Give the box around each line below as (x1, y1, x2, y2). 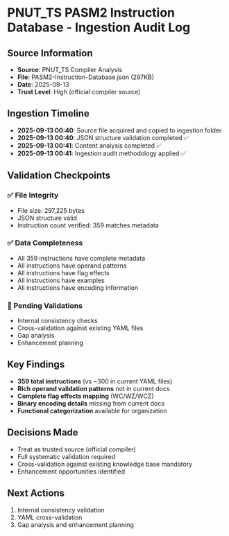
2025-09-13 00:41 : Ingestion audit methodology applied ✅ (17, 149, 187, 157)
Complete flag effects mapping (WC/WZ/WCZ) (17, 392, 154, 400)
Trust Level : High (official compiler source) (17, 88, 141, 96)
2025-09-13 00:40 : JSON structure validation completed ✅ (17, 133, 189, 141)
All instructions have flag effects (17, 268, 110, 277)
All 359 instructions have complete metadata (17, 254, 146, 262)
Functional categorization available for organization (17, 406, 167, 415)
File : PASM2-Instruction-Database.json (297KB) (17, 73, 155, 81)
